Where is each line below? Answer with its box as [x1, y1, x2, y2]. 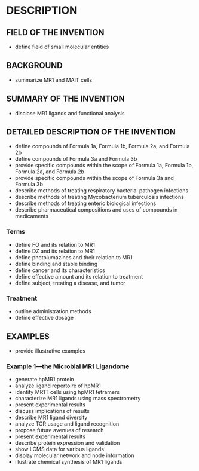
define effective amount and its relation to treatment [14, 273, 143, 280]
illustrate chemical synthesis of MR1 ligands [14, 458, 123, 466]
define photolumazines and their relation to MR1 [14, 253, 133, 261]
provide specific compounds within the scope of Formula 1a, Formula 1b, [14, 162, 194, 169]
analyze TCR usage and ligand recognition [14, 420, 120, 427]
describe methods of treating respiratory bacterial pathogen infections [14, 187, 189, 194]
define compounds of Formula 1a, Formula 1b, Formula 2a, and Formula [14, 143, 190, 150]
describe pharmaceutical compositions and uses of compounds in [14, 206, 178, 213]
